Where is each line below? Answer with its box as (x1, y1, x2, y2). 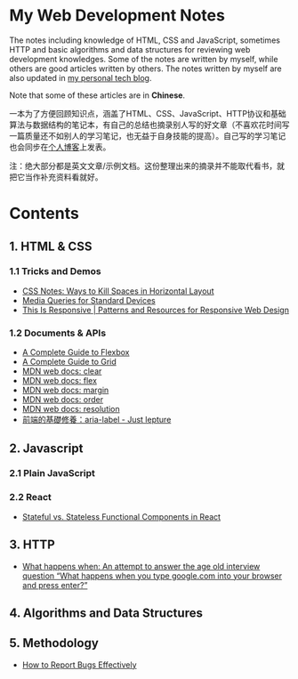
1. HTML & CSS (9, 238, 93, 254)
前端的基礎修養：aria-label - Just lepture (21, 415, 172, 425)
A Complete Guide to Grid (21, 357, 117, 368)
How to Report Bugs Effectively (21, 659, 137, 670)
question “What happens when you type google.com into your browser (21, 570, 283, 581)
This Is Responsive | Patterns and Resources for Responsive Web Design (21, 304, 289, 315)
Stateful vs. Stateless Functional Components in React (21, 511, 221, 521)
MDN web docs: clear (21, 366, 102, 376)
